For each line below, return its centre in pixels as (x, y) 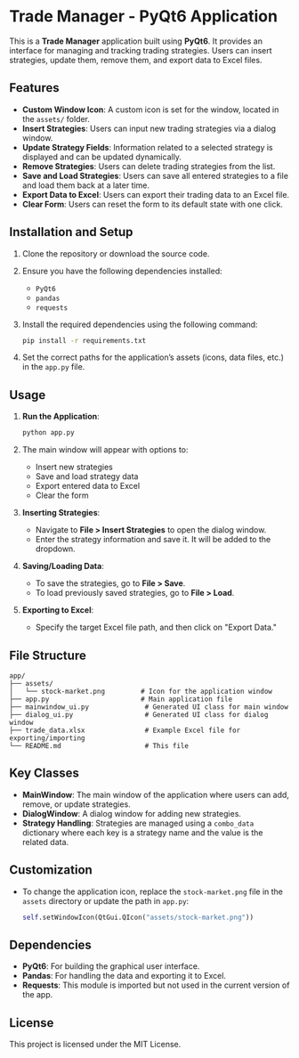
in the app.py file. (53, 367)
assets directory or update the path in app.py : (105, 900)
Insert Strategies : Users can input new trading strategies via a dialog (149, 128)
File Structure (48, 655)
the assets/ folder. (56, 118)
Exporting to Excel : (58, 610)
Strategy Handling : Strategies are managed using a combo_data (138, 823)
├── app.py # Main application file (121, 699)
